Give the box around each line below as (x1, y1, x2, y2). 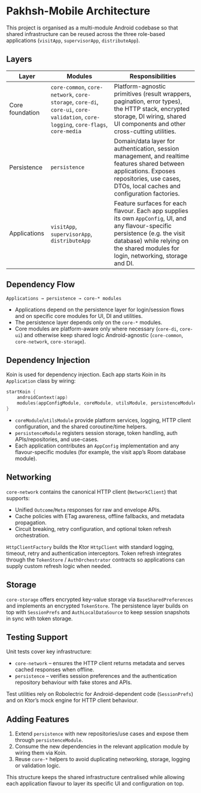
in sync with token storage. (6, 615, 73, 622)
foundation (9, 108, 40, 116)
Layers (6, 54, 32, 64)
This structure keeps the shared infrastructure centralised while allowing (6, 774, 185, 781)
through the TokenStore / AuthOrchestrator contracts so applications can (6, 556, 185, 563)
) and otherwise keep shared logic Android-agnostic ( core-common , (20, 331, 184, 338)
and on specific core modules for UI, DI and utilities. (14, 312, 143, 319)
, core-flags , (72, 120, 108, 128)
